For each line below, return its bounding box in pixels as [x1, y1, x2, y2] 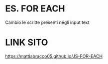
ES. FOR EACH [5, 3, 65, 14]
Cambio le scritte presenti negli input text [5, 19, 90, 25]
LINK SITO [5, 37, 48, 48]
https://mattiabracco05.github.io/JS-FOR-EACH [5, 53, 103, 59]
